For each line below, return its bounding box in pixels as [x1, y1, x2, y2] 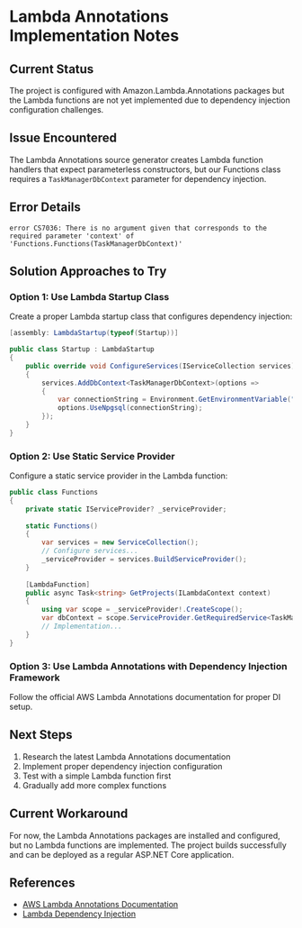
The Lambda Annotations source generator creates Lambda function [9, 154, 263, 165]
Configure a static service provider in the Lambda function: [9, 470, 228, 481]
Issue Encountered [9, 131, 117, 146]
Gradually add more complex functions [22, 779, 167, 790]
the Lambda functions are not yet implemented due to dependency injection [9, 95, 290, 105]
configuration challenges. [9, 105, 104, 114]
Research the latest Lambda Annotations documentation [22, 751, 231, 762]
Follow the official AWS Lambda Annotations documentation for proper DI [9, 692, 281, 703]
